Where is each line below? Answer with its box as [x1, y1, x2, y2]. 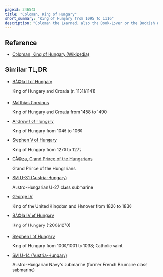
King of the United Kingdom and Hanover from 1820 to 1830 [12, 203, 132, 209]
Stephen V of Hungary [12, 137, 57, 143]
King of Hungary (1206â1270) [12, 222, 71, 228]
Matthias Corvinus [12, 99, 49, 105]
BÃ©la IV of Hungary [12, 212, 54, 218]
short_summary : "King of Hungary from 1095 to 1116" [5, 16, 114, 21]
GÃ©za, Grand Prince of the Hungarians [12, 156, 93, 162]
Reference [5, 38, 37, 47]
